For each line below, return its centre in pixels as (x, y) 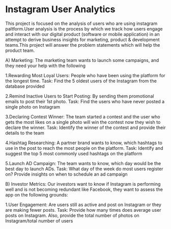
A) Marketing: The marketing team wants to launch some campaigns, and (82, 60)
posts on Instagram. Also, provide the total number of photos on (73, 215)
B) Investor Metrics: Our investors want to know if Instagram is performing (83, 184)
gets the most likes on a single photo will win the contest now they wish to (83, 122)
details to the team (25, 133)
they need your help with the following (45, 66)
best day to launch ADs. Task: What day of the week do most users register (84, 169)
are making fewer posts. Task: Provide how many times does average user (83, 210)
